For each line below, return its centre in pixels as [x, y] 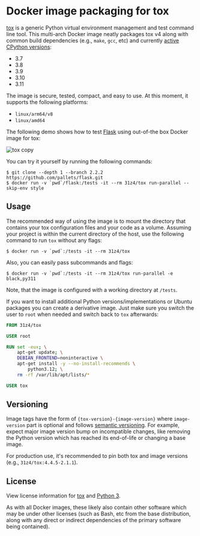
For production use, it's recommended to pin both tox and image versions [97, 456]
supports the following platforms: [47, 102]
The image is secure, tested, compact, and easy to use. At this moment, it [97, 96]
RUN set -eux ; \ [26, 347]
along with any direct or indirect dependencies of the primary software [94, 520]
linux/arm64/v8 [34, 114]
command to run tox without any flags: [54, 240]
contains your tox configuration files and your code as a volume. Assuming [99, 227]
